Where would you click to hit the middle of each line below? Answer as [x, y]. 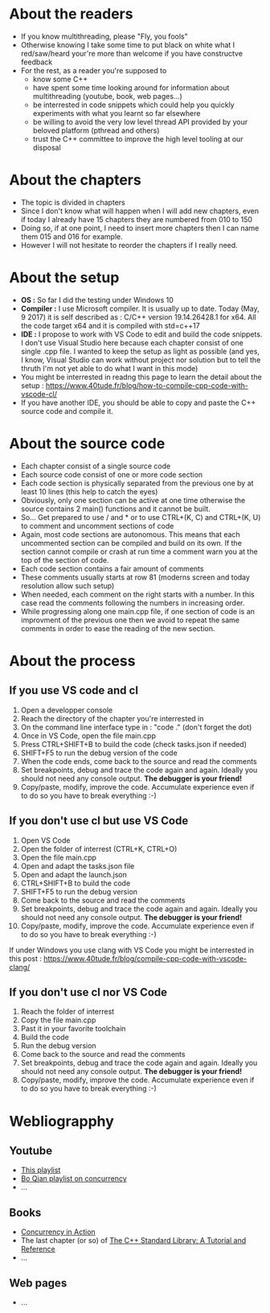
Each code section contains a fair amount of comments [112, 568]
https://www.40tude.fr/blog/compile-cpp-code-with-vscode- [145, 958]
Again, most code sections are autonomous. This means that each [130, 534]
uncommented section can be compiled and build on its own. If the [131, 543]
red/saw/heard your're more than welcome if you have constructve [132, 53]
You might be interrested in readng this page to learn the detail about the [141, 377]
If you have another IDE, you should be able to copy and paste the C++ [138, 403]
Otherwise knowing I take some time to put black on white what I [128, 44]
